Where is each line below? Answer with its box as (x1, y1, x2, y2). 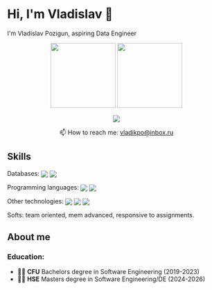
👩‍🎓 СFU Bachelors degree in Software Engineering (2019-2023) (17, 267, 200, 275)
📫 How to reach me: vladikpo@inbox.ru (59, 128, 174, 136)
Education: (7, 252, 45, 262)
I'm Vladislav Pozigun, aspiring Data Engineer (7, 29, 137, 37)
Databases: (7, 169, 40, 177)
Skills (7, 151, 31, 163)
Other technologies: (7, 197, 64, 206)
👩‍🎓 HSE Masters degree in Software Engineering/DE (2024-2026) (17, 275, 206, 283)
